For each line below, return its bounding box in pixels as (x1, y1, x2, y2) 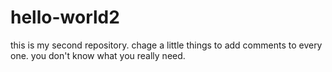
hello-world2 (10, 6, 120, 29)
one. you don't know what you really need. (10, 49, 186, 61)
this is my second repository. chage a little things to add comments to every (10, 39, 323, 51)
